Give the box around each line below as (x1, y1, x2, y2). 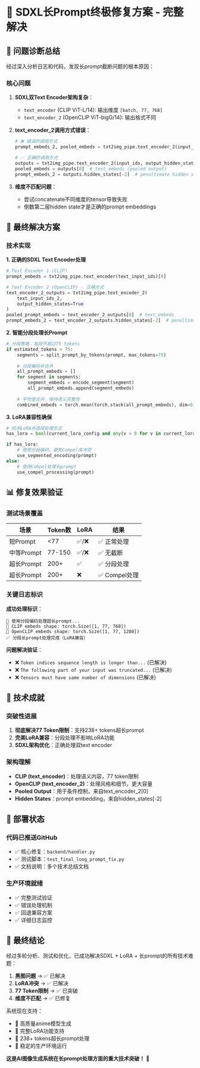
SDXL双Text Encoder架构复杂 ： (14, 94, 94, 101)
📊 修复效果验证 (6, 487, 64, 497)
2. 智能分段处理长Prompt (6, 329, 68, 337)
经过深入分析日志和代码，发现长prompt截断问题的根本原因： (6, 63, 155, 70)
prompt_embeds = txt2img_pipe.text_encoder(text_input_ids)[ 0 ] (6, 273, 167, 280)
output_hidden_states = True (17, 301, 84, 307)
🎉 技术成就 (6, 692, 45, 703)
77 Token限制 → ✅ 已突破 (14, 987, 79, 995)
